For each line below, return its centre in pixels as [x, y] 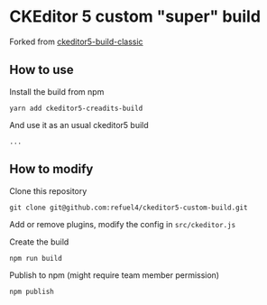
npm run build [36, 258]
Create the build [39, 242]
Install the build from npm [57, 91]
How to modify [51, 169]
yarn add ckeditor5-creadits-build [76, 108]
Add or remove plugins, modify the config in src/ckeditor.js [123, 224]
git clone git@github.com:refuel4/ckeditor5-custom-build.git [129, 208]
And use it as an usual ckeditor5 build [79, 125]
